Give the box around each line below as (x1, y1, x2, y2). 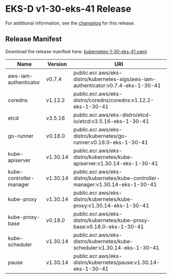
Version (47, 60, 67, 67)
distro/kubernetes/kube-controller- (73, 174, 160, 181)
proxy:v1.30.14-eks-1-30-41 (73, 202, 149, 209)
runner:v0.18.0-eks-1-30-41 (73, 138, 148, 146)
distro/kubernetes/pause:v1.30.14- (73, 259, 160, 266)
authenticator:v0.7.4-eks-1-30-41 (73, 82, 161, 89)
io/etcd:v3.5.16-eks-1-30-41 (73, 118, 149, 125)
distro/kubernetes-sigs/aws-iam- (73, 75, 157, 82)
